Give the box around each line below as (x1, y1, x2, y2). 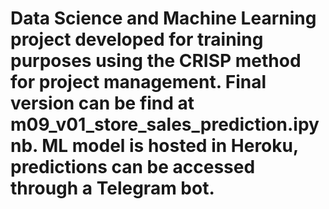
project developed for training (10, 28, 264, 51)
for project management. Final (10, 71, 267, 94)
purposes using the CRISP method (10, 50, 302, 72)
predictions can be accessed (10, 156, 256, 179)
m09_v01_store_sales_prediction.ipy (10, 113, 320, 136)
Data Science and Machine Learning (10, 7, 317, 30)
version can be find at (10, 92, 195, 115)
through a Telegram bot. (10, 177, 215, 200)
